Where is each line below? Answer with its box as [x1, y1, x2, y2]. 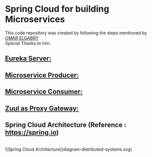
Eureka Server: [5, 55, 52, 63]
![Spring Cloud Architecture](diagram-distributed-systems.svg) [5, 146, 132, 152]
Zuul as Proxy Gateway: [5, 104, 79, 113]
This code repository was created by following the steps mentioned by [5, 30, 147, 36]
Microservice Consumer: [5, 88, 83, 96]
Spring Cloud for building [5, 3, 109, 15]
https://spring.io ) [5, 128, 59, 137]
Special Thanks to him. [5, 40, 51, 46]
